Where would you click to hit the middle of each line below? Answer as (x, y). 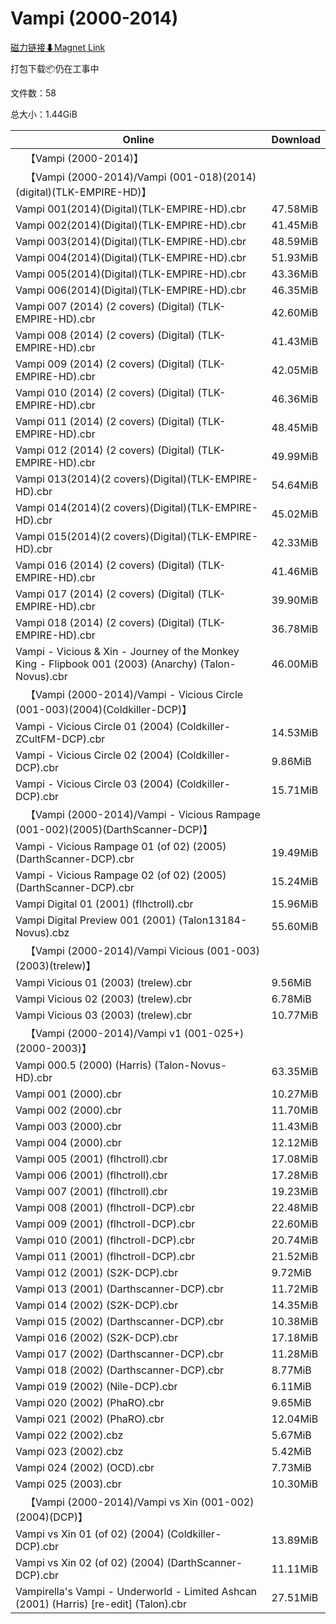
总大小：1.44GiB (44, 114)
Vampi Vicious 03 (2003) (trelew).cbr (104, 1015)
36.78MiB (295, 629)
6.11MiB (291, 1386)
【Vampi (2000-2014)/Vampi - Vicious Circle (134, 694)
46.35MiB (295, 290)
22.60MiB (295, 1224)
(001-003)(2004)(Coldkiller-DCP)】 (104, 709)
